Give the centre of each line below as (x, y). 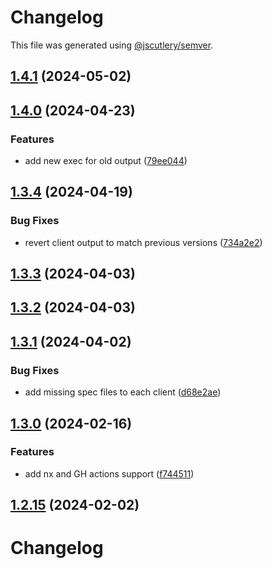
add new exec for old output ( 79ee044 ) (106, 161)
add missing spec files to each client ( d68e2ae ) (123, 392)
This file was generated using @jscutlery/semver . (112, 45)
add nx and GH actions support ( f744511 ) (109, 473)
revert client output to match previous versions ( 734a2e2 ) (143, 242)
